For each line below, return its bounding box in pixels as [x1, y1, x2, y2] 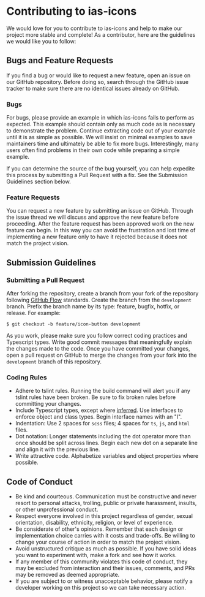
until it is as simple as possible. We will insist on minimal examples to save [6, 134, 193, 141]
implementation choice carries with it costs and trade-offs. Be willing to [15, 532, 196, 539]
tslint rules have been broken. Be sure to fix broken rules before [15, 394, 176, 401]
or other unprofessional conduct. [15, 506, 99, 513]
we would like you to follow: [6, 37, 76, 45]
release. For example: [6, 310, 61, 317]
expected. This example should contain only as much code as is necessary [6, 121, 196, 128]
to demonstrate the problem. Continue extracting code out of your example [6, 127, 196, 134]
